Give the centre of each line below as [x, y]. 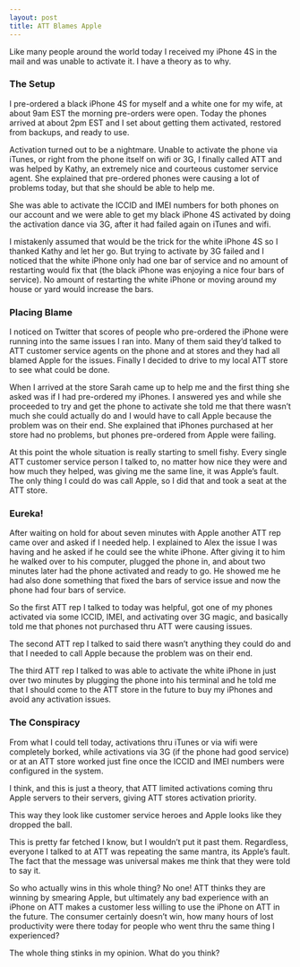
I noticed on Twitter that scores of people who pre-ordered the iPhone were [149, 332]
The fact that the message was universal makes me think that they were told [150, 860]
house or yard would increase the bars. [81, 289]
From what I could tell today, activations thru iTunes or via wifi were [133, 742]
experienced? [34, 935]
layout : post [34, 17]
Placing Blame [41, 312]
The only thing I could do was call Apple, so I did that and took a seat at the [148, 481]
